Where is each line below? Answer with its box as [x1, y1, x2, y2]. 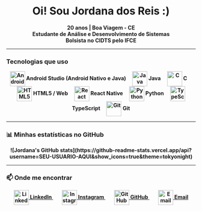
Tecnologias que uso [6, 57, 69, 65]
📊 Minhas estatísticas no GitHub [6, 131, 104, 139]
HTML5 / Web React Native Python [32, 90, 164, 97]
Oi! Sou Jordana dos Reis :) [32, 4, 170, 18]
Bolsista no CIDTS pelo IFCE [66, 37, 136, 44]
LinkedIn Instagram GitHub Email [29, 193, 189, 200]
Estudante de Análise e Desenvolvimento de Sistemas [32, 30, 170, 37]
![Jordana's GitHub [10, 146, 59, 153]
